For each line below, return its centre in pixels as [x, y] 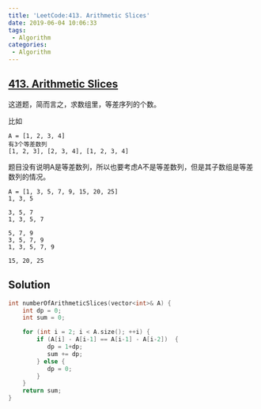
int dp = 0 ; [42, 310]
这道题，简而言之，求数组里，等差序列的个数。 [84, 104]
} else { [51, 361]
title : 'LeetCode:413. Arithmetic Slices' [79, 15]
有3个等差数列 [28, 144]
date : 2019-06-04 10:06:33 [53, 23]
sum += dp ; [65, 354]
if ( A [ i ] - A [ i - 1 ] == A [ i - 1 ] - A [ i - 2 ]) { [108, 340]
